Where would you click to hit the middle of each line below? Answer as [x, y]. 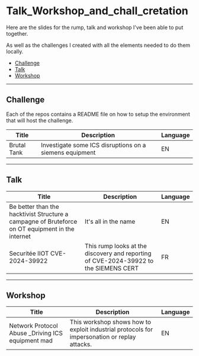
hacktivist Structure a [39, 214]
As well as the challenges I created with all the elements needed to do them [98, 45]
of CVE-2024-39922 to [119, 260]
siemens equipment [68, 152]
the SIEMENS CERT [112, 268]
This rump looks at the [116, 246]
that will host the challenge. [40, 120]
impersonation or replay [103, 337]
